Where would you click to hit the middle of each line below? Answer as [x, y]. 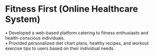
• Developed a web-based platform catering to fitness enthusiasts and [77, 33]
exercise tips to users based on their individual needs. [60, 48]
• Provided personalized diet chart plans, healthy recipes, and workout [77, 43]
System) [23, 19]
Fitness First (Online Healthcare [72, 9]
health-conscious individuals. [35, 38]
